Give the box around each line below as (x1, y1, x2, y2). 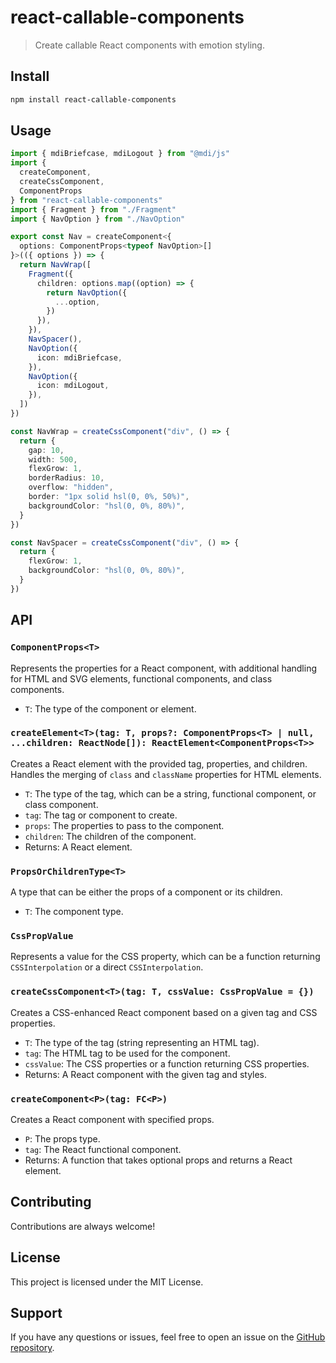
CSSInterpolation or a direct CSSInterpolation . (10, 961, 204, 973)
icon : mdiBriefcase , (36, 352, 123, 363)
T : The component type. (24, 906, 124, 918)
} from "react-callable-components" (10, 195, 163, 205)
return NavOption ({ (46, 287, 128, 298)
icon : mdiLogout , (36, 381, 110, 391)
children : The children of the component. (24, 830, 197, 842)
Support (10, 1305, 63, 1321)
